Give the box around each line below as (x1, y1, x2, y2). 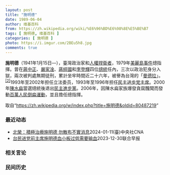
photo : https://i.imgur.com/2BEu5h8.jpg (5, 41, 92, 46)
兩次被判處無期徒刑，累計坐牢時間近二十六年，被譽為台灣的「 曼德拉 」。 (14, 72, 163, 79)
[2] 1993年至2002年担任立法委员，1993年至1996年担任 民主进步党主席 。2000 (5, 78, 165, 85)
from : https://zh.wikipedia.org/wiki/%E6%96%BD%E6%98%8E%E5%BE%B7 (5, 26, 149, 31)
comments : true (5, 45, 38, 50)
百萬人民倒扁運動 (10, 92, 46, 98)
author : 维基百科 (5, 21, 39, 27)
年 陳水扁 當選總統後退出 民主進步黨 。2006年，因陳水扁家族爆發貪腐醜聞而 (5, 85, 159, 91)
